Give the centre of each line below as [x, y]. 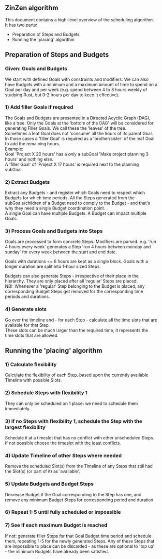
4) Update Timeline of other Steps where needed [63, 455]
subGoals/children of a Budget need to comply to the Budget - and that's [78, 203]
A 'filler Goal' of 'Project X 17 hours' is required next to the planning [72, 164]
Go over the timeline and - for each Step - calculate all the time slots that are [81, 320]
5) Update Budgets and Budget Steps [49, 484]
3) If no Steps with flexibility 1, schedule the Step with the [74, 421]
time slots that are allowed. [32, 335]
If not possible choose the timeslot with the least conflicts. [63, 443]
